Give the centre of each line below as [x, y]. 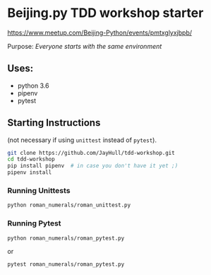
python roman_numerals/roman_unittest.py [69, 205]
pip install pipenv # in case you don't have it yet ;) [93, 166]
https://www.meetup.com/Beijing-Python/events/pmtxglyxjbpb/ [100, 33]
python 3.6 [33, 86]
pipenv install [30, 172]
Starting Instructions [54, 123]
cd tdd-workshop [31, 159]
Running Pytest [34, 223]
